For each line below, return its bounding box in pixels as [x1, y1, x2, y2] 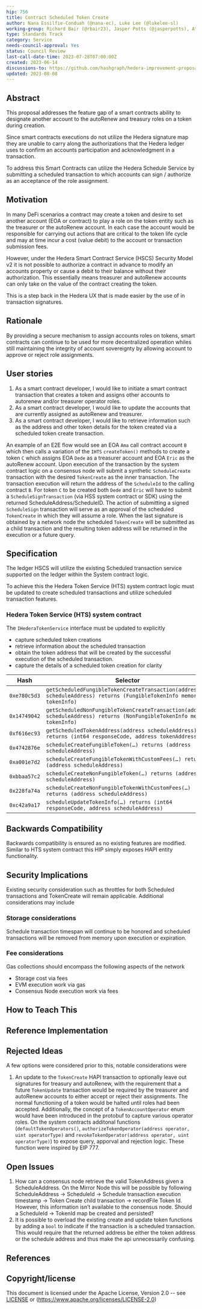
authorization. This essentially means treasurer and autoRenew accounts [6, 274, 186, 281]
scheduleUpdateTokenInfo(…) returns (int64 [46, 798, 173, 805]
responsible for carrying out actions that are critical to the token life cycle [6, 230, 188, 237]
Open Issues [6, 1162, 54, 1172]
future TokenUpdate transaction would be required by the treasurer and [14, 1086, 189, 1093]
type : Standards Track [6, 31, 63, 37]
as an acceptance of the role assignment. [6, 178, 109, 185]
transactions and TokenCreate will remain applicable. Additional [6, 892, 164, 900]
